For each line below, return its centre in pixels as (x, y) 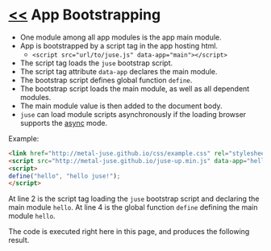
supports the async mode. (63, 123)
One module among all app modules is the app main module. (121, 37)
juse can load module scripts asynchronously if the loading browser (133, 114)
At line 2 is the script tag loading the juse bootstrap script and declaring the (134, 199)
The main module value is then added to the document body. (121, 106)
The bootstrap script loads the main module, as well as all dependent (135, 88)
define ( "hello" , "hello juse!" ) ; (65, 176)
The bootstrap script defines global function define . (106, 80)
